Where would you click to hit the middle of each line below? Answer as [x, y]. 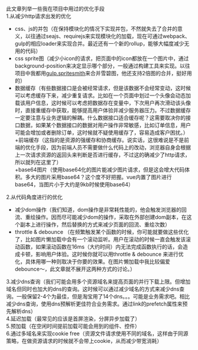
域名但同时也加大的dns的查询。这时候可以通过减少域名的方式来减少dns [93, 289]
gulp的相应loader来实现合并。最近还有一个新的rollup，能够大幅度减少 [99, 44]
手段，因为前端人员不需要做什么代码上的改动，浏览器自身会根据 [113, 147]
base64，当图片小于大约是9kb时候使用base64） [74, 184]
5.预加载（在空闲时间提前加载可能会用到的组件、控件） [73, 326]
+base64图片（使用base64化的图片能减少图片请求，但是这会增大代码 [100, 170]
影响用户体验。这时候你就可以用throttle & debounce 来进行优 [110, 254]
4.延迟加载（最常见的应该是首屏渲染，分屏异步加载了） [73, 319]
